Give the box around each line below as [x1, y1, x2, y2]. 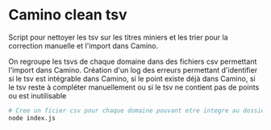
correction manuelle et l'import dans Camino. [8, 40, 159, 50]
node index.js [8, 114, 56, 122]
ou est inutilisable [8, 90, 67, 100]
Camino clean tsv [8, 6, 127, 24]
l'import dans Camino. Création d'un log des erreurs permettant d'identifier [8, 65, 258, 74]
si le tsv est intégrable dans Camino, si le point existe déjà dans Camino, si [8, 73, 256, 83]
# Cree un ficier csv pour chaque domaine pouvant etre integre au [8, 107, 240, 115]
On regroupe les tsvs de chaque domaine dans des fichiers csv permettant [8, 57, 257, 66]
